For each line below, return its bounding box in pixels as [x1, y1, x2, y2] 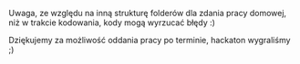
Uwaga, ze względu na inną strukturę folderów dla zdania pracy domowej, [8, 8, 287, 18]
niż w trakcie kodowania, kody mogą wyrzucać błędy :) [8, 17, 216, 28]
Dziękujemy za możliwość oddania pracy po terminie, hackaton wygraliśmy [8, 35, 291, 45]
